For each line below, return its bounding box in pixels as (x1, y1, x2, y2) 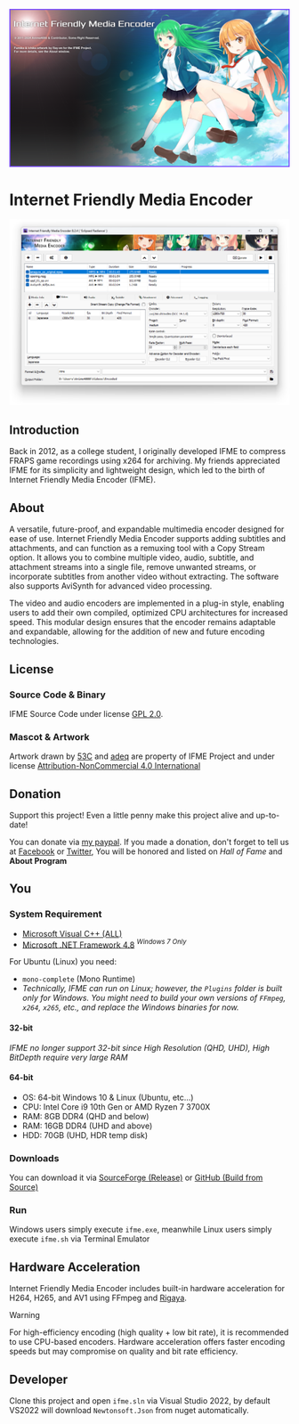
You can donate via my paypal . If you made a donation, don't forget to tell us (9, 837, 289, 848)
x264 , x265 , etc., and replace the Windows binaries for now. (21, 1002, 239, 1013)
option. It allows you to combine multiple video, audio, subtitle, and (9, 552, 255, 563)
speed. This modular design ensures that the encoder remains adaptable (9, 617, 276, 628)
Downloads (9, 1151, 60, 1164)
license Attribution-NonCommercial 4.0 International (9, 761, 201, 771)
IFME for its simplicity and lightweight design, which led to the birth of (9, 465, 265, 476)
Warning (9, 1310, 40, 1321)
